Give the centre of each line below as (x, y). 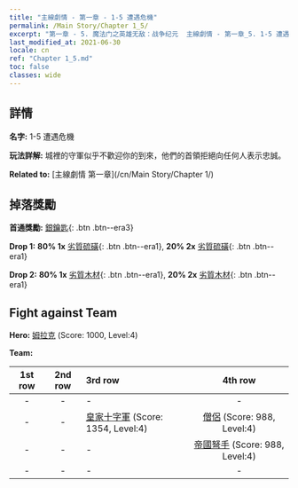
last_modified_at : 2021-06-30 (65, 42)
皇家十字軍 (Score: (125, 417)
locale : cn (29, 51)
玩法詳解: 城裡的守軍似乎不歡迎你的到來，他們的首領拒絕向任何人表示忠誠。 (148, 155)
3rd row (102, 381)
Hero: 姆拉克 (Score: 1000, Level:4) (74, 335)
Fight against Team (63, 313)
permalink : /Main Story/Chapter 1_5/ (79, 26)
